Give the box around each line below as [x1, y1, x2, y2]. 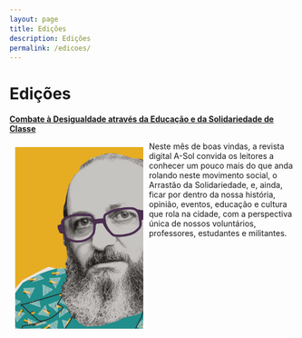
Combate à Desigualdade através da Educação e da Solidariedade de [9, 114, 275, 124]
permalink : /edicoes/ [9, 44, 92, 53]
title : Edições [9, 24, 67, 34]
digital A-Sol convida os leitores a [149, 151, 275, 162]
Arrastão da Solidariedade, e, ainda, [149, 180, 283, 191]
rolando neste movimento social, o [149, 170, 278, 181]
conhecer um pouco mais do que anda [149, 160, 293, 172]
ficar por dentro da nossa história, [149, 189, 277, 200]
